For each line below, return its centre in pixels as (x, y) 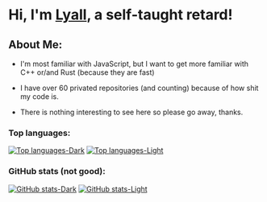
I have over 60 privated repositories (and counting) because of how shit (139, 88)
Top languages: (40, 133)
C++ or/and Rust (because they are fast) (87, 72)
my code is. (39, 97)
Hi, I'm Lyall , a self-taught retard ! (121, 15)
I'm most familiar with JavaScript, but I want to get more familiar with (134, 64)
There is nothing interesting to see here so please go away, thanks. (131, 112)
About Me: (35, 45)
